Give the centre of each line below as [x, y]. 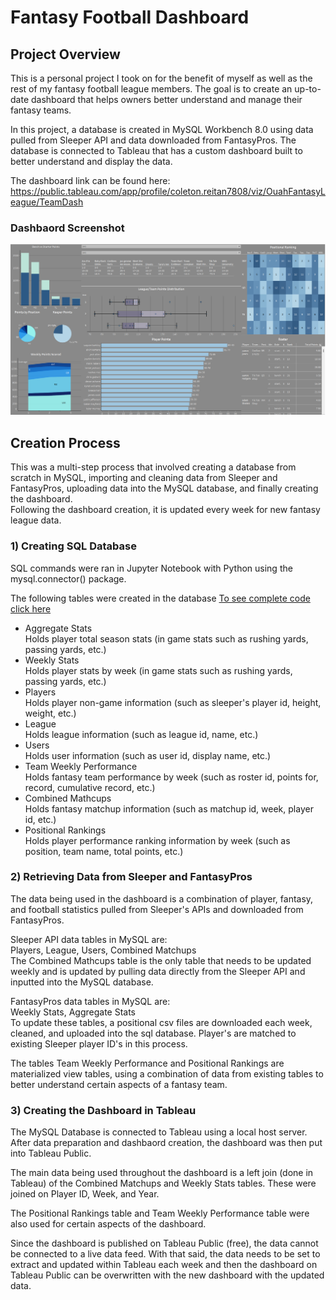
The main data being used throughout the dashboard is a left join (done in [162, 1173]
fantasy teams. [41, 110]
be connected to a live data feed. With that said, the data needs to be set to [165, 1254]
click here [31, 608]
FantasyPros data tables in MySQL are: [90, 1001]
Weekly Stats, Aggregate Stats [73, 1012]
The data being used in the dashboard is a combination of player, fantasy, [162, 898]
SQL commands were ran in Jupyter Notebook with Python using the [151, 568]
